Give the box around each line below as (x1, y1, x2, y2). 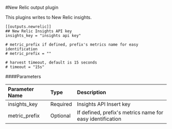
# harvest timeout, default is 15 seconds (5, 60, 97, 65)
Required (50, 101, 73, 107)
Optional (50, 112, 71, 119)
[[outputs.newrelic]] (5, 24, 52, 29)
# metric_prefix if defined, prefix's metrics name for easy (5, 42, 139, 47)
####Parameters (5, 74, 41, 79)
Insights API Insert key (77, 101, 131, 107)
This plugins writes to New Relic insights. (5, 14, 92, 20)
